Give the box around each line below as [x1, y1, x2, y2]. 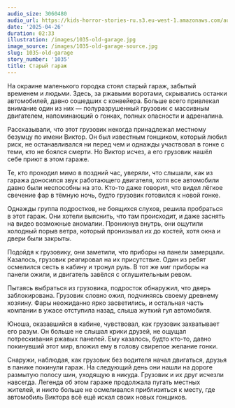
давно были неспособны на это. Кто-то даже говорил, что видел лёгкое [7, 183, 223, 191]
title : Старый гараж [7, 62, 68, 69]
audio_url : [7, 17, 39, 24]
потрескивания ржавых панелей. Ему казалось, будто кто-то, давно [7, 334, 212, 343]
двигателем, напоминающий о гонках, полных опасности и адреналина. [7, 111, 224, 120]
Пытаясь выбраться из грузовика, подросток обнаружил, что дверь [7, 283, 211, 292]
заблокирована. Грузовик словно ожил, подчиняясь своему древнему [7, 291, 219, 299]
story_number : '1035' [7, 56, 71, 63]
